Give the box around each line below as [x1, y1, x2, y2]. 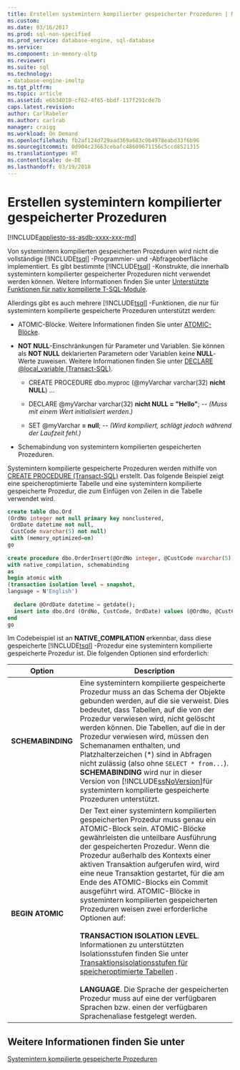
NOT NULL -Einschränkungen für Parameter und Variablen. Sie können [17, 341, 225, 350]
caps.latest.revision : [7, 104, 75, 111]
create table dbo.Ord [7, 508, 72, 515]
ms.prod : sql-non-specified [7, 30, 91, 38]
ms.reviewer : [7, 57, 46, 64]
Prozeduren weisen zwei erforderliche [79, 904, 208, 914]
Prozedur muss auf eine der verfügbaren [79, 994, 216, 1004]
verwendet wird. [7, 494, 56, 502]
